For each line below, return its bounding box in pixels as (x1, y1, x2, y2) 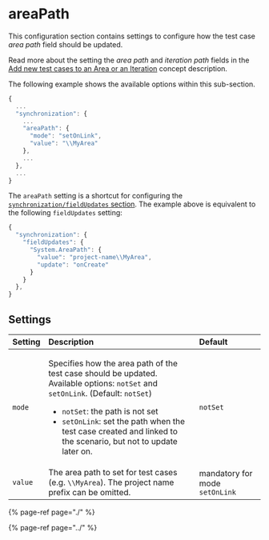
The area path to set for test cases (47, 467, 178, 478)
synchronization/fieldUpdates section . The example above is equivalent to (8, 199, 256, 209)
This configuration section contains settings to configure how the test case (8, 31, 256, 41)
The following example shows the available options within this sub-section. (8, 79, 256, 89)
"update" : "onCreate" (37, 261, 110, 269)
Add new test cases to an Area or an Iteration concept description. (8, 63, 228, 73)
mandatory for (199, 468, 253, 478)
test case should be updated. (47, 368, 158, 378)
